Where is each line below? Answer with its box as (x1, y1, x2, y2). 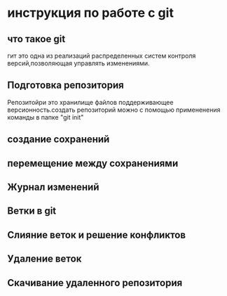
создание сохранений (7, 134, 110, 146)
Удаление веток (7, 253, 82, 265)
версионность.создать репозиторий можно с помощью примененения (7, 105, 221, 114)
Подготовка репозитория (7, 79, 124, 91)
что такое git (7, 33, 66, 45)
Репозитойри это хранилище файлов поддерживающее (7, 98, 174, 106)
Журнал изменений (7, 181, 99, 193)
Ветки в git (7, 205, 57, 217)
